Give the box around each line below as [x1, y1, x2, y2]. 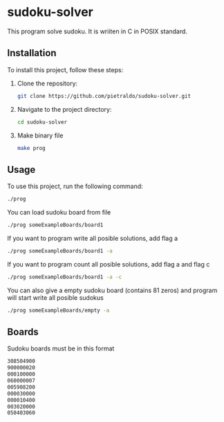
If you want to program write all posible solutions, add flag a [7, 234, 178, 242]
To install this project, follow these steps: [7, 65, 124, 74]
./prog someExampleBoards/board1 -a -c [7, 273, 122, 280]
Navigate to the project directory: [17, 105, 112, 113]
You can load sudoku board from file [7, 208, 111, 217]
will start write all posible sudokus [7, 293, 104, 302]
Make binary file [17, 131, 64, 140]
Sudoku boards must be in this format [7, 344, 115, 353]
